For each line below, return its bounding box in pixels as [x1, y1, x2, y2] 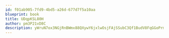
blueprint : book [5, 12, 39, 17]
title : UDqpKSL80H [5, 16, 44, 21]
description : [5, 26, 33, 31]
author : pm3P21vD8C [5, 21, 46, 26]
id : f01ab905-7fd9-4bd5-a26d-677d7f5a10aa [5, 7, 96, 12]
